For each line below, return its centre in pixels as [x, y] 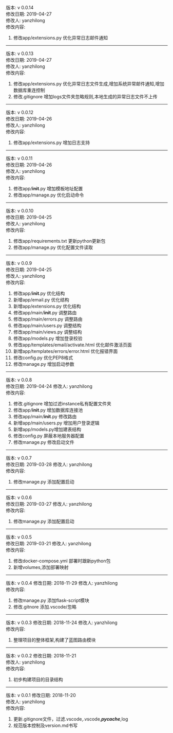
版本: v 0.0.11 [19, 158]
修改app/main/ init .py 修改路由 [45, 416]
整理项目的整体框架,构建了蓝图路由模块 [54, 640]
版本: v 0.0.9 [19, 263]
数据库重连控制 [29, 90]
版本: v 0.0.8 [19, 380]
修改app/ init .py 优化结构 [39, 293]
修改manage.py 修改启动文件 [44, 442]
